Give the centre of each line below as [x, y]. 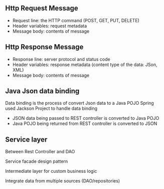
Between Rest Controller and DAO [40, 152]
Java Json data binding [42, 91]
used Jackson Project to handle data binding [51, 108]
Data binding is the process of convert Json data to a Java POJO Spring [79, 103]
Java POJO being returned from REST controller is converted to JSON [85, 123]
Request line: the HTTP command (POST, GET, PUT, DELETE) [76, 20]
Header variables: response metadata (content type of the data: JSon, [85, 65]
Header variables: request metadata [50, 26]
